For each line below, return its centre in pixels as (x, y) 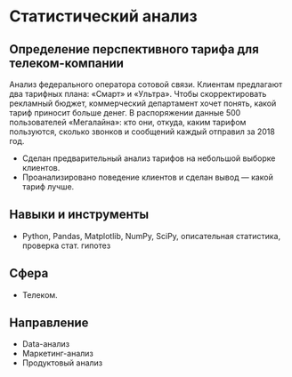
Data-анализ (45, 344)
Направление (49, 323)
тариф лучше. (48, 187)
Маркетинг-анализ (57, 354)
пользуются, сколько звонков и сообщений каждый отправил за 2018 (142, 132)
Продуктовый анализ (62, 363)
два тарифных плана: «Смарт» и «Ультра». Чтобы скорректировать (138, 94)
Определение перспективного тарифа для (134, 49)
